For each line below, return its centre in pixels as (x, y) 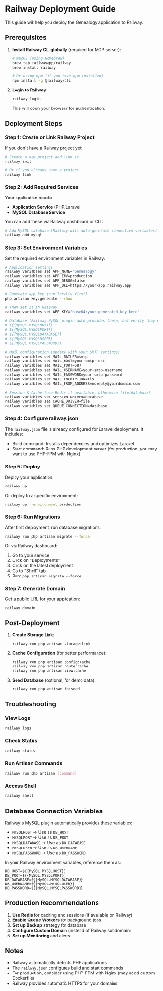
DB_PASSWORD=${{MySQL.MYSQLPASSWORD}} (44, 888)
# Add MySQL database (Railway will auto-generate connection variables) (81, 231)
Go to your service (31, 555)
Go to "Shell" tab (29, 571)
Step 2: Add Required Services (42, 187)
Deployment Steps (33, 123)
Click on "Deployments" (36, 560)
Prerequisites (26, 38)
